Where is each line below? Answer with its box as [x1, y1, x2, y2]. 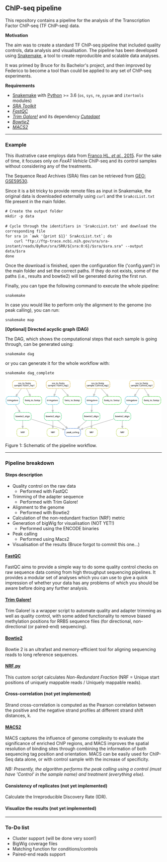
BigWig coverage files [12, 841, 58, 847]
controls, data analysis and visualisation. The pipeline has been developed [5, 47, 158, 53]
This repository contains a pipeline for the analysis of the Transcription [5, 17, 150, 23]
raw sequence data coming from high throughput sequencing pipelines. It [5, 569, 156, 575]
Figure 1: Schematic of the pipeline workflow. [5, 442, 97, 448]
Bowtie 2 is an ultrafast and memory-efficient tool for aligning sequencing [5, 646, 156, 652]
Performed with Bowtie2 [19, 509, 70, 515]
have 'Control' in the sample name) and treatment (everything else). [5, 772, 145, 778]
